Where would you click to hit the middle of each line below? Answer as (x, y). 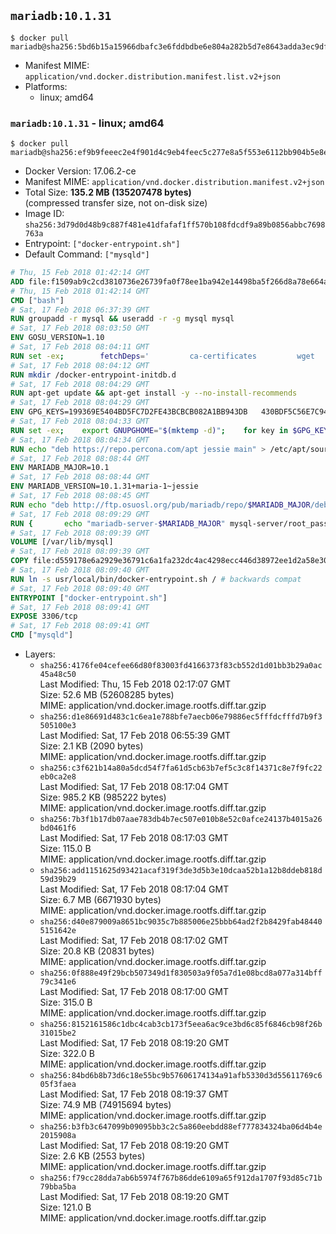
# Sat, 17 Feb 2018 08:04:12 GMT (80, 365)
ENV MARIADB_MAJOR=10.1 (60, 468)
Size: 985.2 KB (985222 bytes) (103, 797)
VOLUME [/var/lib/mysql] (62, 542)
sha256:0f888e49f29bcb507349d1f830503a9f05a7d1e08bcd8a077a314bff (181, 973)
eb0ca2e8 (58, 777)
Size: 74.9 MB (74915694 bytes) (105, 1105)
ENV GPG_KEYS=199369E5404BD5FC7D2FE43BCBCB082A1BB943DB (129, 412)
